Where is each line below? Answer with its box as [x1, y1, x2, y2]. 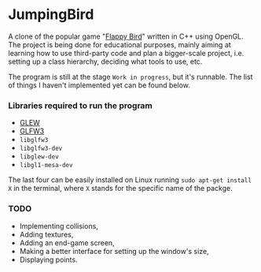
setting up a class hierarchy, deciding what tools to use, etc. [8, 57, 203, 66]
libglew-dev [19, 153, 59, 161]
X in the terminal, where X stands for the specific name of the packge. [8, 184, 233, 193]
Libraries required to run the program [8, 100, 153, 111]
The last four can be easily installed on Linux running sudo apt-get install [8, 175, 252, 184]
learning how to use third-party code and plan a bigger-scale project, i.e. [8, 48, 244, 58]
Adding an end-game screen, [19, 238, 116, 248]
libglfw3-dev [19, 144, 63, 153]
